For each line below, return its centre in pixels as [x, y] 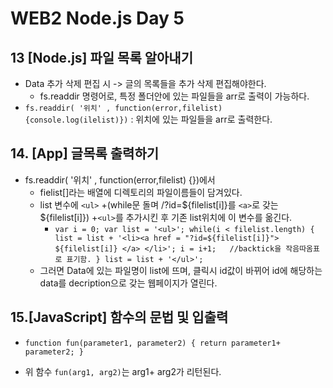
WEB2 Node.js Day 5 [97, 18]
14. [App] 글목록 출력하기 [85, 153]
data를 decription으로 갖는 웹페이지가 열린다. [128, 283]
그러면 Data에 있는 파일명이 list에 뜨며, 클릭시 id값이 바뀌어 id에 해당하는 [181, 270]
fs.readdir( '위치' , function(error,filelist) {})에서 [120, 179]
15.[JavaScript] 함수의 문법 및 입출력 [119, 317]
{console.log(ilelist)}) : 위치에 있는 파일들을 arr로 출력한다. [148, 119]
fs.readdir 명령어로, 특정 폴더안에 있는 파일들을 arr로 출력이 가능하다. [174, 96]
